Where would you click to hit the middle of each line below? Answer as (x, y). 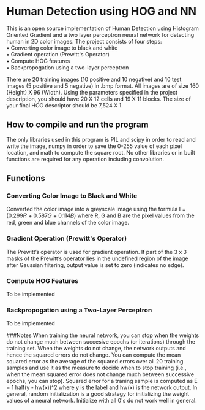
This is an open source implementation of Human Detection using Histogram (102, 28)
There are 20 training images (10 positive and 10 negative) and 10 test (94, 79)
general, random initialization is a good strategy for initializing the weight (98, 394)
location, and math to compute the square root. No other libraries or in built (101, 152)
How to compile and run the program (77, 125)
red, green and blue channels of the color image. (68, 223)
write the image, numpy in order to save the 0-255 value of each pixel (94, 146)
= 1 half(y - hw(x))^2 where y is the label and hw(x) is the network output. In (102, 387)
